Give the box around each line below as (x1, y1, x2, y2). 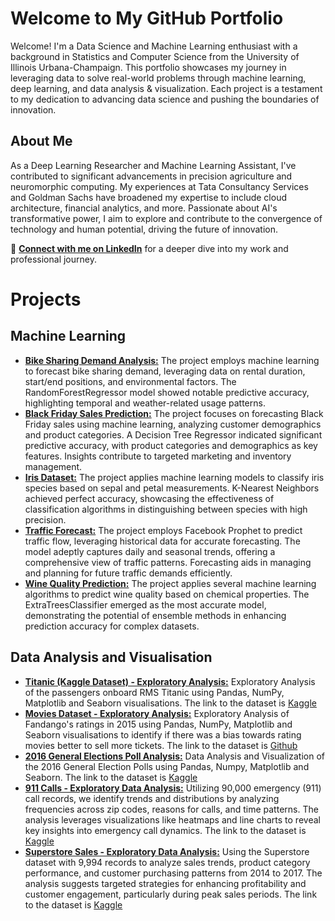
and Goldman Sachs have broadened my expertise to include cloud (10, 191, 287, 203)
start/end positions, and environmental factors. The (24, 375, 237, 387)
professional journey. (10, 253, 97, 265)
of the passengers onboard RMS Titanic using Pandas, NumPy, (24, 686, 285, 698)
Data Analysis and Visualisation (10, 649, 213, 666)
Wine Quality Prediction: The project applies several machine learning (24, 577, 317, 589)
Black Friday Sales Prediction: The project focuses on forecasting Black (24, 407, 324, 419)
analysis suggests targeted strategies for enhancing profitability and (24, 877, 307, 889)
